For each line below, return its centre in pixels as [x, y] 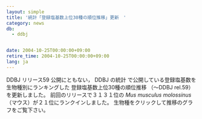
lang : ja [17, 62]
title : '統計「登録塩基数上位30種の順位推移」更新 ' [66, 18]
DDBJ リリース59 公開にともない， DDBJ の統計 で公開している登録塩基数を [101, 80]
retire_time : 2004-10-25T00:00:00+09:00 [58, 56]
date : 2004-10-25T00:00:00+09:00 [48, 51]
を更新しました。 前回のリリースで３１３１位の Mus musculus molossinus [99, 95]
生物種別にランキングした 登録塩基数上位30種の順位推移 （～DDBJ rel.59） [100, 87]
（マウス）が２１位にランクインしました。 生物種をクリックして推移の [94, 102]
